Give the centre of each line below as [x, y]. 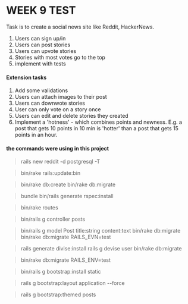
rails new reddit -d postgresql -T [60, 162]
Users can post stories [43, 45]
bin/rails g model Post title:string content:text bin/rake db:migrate [101, 231]
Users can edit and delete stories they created [72, 116]
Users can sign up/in [40, 38]
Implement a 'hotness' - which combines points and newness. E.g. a [98, 122]
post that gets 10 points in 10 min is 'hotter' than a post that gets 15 [96, 129]
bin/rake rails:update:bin [51, 173]
